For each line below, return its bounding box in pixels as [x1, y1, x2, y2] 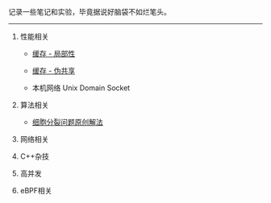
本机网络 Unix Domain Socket [31, 83, 131, 93]
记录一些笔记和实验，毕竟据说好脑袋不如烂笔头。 [8, 7, 171, 16]
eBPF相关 [19, 186, 52, 195]
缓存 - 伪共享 [31, 66, 75, 75]
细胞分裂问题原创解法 [31, 118, 103, 126]
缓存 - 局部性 [31, 49, 75, 58]
